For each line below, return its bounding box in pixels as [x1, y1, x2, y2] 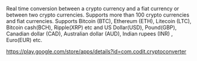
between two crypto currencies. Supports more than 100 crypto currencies [6, 11, 190, 18]
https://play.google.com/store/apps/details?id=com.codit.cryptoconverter [6, 48, 187, 55]
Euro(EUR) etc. [6, 37, 43, 43]
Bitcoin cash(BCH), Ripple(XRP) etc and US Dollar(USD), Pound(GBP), [6, 24, 177, 31]
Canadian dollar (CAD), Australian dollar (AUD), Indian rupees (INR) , [6, 30, 173, 37]
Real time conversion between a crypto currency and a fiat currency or [6, 5, 179, 12]
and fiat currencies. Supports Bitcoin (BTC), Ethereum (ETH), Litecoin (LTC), [6, 18, 192, 24]
